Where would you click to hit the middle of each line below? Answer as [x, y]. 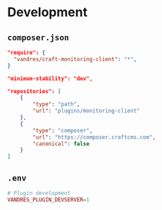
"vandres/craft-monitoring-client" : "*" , [75, 59]
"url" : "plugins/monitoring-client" [86, 111]
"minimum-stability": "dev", [50, 78]
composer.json [38, 37]
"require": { [26, 53]
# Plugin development [39, 193]
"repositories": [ [34, 91]
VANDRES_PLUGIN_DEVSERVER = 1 [49, 199]
